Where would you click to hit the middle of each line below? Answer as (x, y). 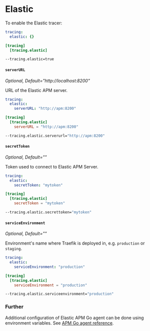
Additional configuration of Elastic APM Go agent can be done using (75, 318)
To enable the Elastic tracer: (34, 23)
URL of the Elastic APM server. (36, 90)
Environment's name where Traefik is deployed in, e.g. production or (75, 243)
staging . (14, 248)
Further (14, 307)
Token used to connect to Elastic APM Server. (52, 166)
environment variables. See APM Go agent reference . (59, 323)
